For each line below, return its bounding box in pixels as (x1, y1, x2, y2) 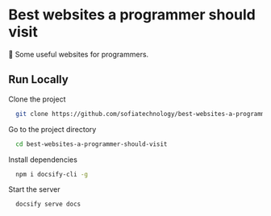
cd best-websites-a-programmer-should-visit (15, 139, 168, 148)
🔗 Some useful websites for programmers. (8, 49, 149, 59)
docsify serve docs (15, 200, 81, 209)
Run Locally (8, 73, 69, 86)
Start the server (8, 185, 60, 194)
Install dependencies (8, 155, 78, 164)
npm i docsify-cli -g (15, 170, 89, 178)
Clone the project (8, 94, 66, 104)
